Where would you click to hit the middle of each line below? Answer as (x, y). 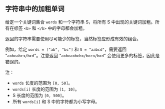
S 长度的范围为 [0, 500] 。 (39, 95)
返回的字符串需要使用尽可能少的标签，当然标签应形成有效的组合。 (73, 38)
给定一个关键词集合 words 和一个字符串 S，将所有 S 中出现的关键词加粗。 (80, 22)
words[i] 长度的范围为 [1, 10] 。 (46, 89)
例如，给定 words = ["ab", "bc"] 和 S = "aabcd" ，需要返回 (66, 49)
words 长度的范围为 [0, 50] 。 (42, 83)
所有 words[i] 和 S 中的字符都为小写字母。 (56, 102)
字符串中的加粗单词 (35, 9)
